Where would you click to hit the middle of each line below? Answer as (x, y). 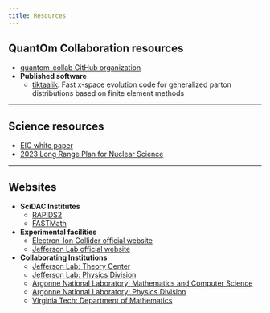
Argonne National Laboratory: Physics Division (109, 292)
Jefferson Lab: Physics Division (84, 275)
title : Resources (37, 16)
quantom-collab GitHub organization (80, 68)
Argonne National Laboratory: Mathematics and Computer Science (142, 283)
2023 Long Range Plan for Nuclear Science (92, 154)
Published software (53, 76)
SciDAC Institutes (50, 207)
